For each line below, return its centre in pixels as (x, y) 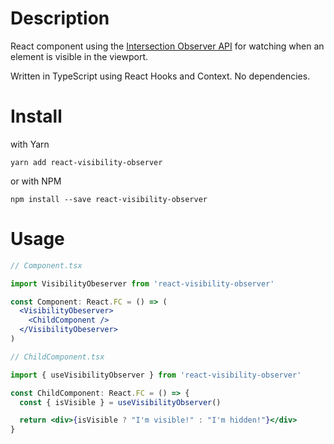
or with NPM (36, 181)
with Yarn (30, 144)
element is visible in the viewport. (79, 56)
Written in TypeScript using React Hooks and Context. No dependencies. (160, 76)
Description (60, 18)
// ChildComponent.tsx (57, 357)
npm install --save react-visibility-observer (109, 199)
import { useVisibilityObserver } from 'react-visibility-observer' (156, 375)
